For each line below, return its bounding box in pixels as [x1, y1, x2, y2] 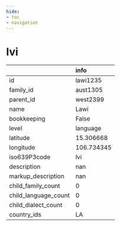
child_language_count [9, 191, 70, 199]
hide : [6, 8, 19, 15]
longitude [9, 143, 35, 152]
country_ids [9, 211, 41, 219]
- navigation [6, 19, 38, 25]
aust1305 [75, 86, 103, 94]
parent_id [9, 96, 35, 104]
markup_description [9, 172, 65, 181]
